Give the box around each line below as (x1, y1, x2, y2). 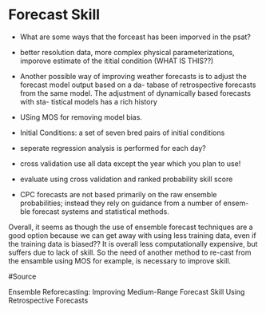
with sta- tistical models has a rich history (19, 97, 158, 106)
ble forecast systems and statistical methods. (19, 206, 169, 216)
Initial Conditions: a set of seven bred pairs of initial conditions (19, 128, 225, 137)
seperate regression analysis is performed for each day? (19, 143, 206, 153)
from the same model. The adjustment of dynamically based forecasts (19, 88, 252, 97)
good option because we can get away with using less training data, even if (8, 230, 257, 240)
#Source (8, 271, 37, 281)
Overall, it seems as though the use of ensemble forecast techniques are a (8, 222, 253, 232)
